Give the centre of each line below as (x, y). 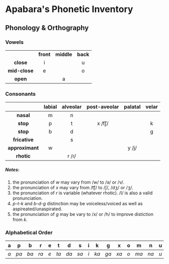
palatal (132, 107)
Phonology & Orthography (47, 28)
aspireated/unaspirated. (37, 209)
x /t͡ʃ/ (103, 123)
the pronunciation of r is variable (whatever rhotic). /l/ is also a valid (82, 193)
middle (64, 54)
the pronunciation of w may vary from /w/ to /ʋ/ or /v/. (68, 182)
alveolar (72, 107)
